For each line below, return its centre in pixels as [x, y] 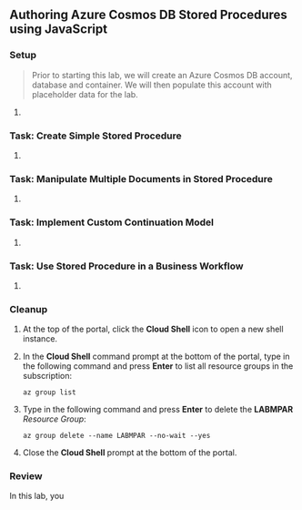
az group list [49, 393]
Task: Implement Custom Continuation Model [111, 222]
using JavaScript [58, 30]
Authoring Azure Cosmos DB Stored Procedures [149, 15]
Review [26, 476]
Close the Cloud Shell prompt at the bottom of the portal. [130, 453]
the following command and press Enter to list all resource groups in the [158, 366]
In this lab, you [37, 496]
